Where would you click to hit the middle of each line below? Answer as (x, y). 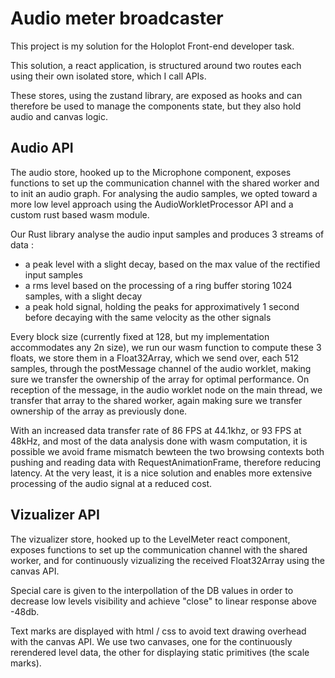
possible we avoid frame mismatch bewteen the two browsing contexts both (167, 451)
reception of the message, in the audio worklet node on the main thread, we (166, 389)
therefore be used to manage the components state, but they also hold (156, 106)
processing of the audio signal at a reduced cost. (111, 483)
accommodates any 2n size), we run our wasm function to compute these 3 (166, 347)
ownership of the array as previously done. (99, 411)
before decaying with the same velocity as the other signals (148, 317)
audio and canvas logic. (59, 116)
